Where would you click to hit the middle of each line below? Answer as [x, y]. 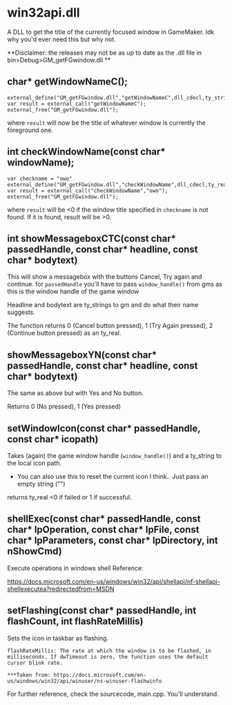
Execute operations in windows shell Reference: [75, 568]
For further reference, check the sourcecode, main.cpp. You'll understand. [113, 694]
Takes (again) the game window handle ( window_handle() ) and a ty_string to [115, 456]
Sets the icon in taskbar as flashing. [58, 638]
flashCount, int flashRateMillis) [75, 622]
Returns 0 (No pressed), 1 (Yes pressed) [64, 407]
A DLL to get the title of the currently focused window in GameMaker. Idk [111, 32]
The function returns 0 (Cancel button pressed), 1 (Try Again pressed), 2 [110, 326]
